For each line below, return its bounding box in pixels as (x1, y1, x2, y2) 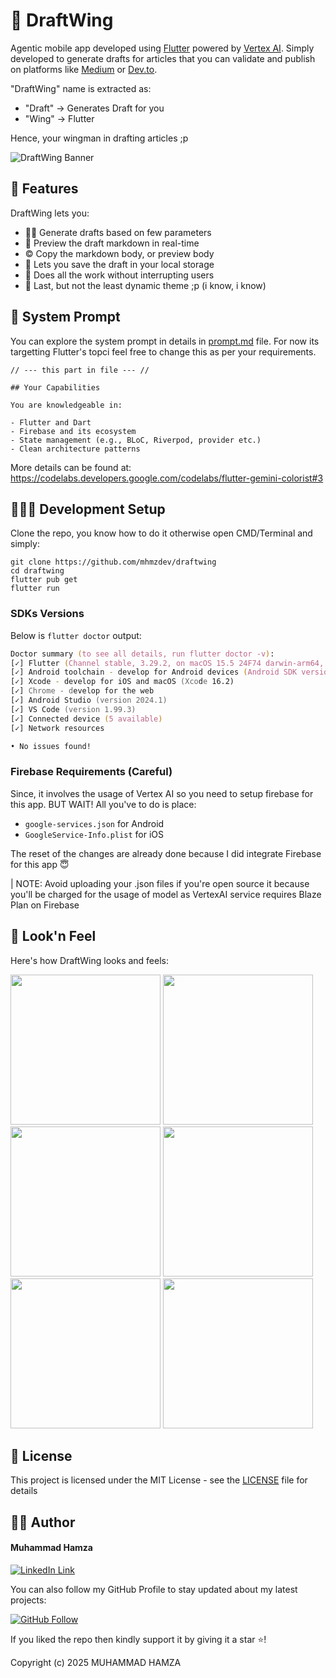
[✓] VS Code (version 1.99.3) (10, 704, 137, 714)
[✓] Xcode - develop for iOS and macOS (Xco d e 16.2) (10, 677, 235, 687)
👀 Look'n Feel (10, 928, 97, 945)
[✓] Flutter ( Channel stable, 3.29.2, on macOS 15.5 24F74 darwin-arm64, (10, 658, 325, 668)
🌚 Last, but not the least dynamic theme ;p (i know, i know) (24, 279, 267, 291)
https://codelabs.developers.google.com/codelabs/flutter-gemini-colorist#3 (10, 472, 324, 484)
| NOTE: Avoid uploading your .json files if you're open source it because (10, 877, 310, 889)
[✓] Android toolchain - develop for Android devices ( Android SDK (10, 667, 298, 678)
